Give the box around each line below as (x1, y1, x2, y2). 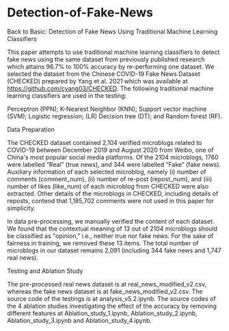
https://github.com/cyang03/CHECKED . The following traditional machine (7, 84, 214, 92)
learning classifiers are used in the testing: (7, 91, 127, 100)
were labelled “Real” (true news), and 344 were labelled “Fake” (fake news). (7, 160, 221, 168)
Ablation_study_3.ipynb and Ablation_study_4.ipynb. (7, 316, 152, 324)
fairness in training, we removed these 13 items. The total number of (7, 239, 200, 247)
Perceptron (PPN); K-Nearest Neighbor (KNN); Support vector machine (7, 105, 207, 113)
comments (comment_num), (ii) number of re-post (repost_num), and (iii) (7, 174, 213, 183)
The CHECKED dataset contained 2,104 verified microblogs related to (7, 138, 202, 146)
